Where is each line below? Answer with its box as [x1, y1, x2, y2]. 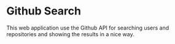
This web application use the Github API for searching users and [6, 24, 169, 31]
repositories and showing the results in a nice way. [6, 30, 134, 37]
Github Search [6, 4, 82, 18]
